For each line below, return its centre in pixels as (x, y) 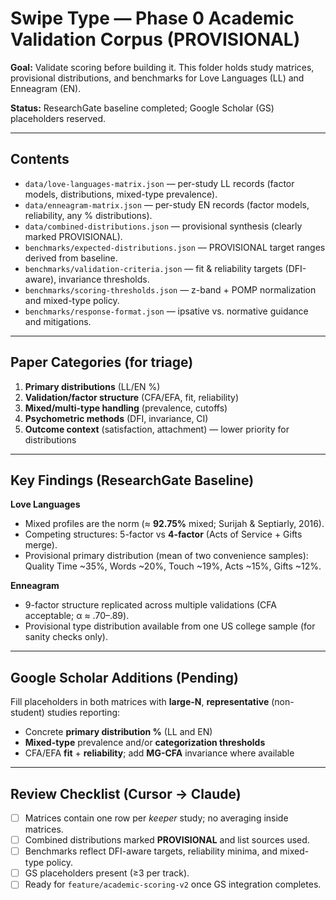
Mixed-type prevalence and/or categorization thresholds (145, 743)
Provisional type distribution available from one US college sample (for (170, 626)
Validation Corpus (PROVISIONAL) (155, 39)
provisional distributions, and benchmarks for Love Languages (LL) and (157, 78)
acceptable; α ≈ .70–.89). (77, 616)
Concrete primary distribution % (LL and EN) (118, 732)
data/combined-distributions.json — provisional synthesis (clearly (163, 226)
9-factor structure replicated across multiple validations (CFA (150, 605)
